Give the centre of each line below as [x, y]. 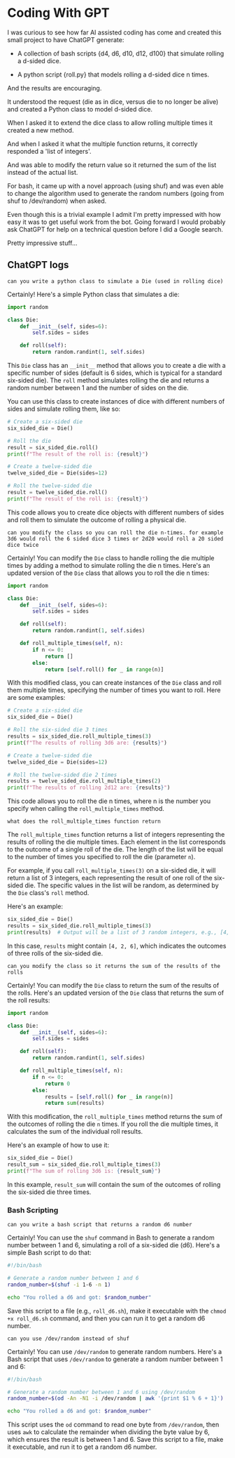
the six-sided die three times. [49, 1192]
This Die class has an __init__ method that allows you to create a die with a [116, 365]
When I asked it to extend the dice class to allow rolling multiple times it [110, 122]
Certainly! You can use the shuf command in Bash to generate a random [111, 1238]
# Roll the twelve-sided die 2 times [62, 775]
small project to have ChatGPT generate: [66, 39]
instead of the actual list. [43, 172]
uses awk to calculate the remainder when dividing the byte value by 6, [108, 1432]
